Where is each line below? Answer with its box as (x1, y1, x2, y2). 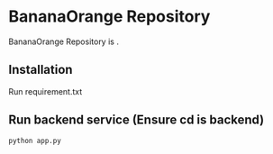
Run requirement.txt (8, 86, 83, 96)
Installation (8, 62, 73, 77)
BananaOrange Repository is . (8, 36, 119, 47)
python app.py (8, 136, 62, 145)
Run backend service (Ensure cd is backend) (8, 113, 265, 128)
